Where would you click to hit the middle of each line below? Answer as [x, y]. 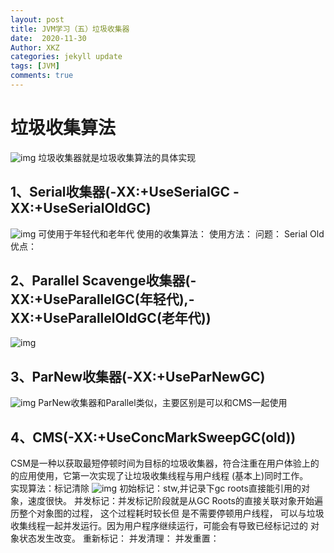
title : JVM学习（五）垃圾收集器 [70, 29]
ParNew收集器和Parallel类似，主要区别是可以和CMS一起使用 [163, 403]
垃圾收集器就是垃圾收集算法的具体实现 [117, 157]
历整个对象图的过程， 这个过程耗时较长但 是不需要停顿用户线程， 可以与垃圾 [167, 513]
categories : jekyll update [66, 57]
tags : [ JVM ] [35, 66]
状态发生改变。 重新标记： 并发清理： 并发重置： [119, 538]
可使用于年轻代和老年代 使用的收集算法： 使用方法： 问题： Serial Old [181, 233]
